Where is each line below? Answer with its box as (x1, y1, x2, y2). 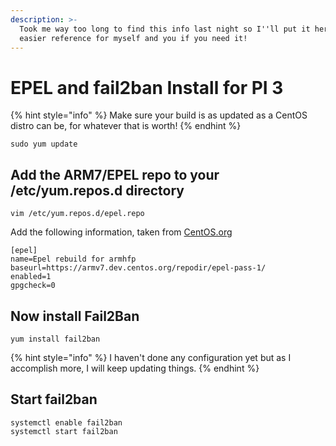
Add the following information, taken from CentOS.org (10, 226, 233, 238)
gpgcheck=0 (10, 281, 56, 291)
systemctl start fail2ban (10, 426, 118, 436)
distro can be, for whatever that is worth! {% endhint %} (10, 120, 242, 132)
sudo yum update (10, 139, 78, 150)
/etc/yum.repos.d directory (10, 182, 185, 199)
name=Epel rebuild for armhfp (10, 254, 137, 265)
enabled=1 (10, 272, 52, 282)
